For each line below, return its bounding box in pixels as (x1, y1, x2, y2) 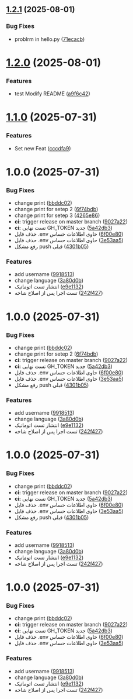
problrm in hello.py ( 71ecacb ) (14, 35, 85, 43)
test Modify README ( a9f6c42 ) (14, 90, 90, 97)
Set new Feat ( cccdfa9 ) (14, 144, 71, 151)
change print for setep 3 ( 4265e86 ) (14, 212, 100, 219)
